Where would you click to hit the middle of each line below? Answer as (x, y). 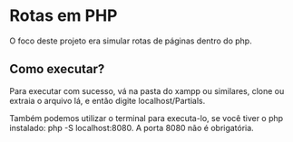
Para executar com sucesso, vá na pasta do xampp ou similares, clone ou (147, 90)
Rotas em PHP (63, 16)
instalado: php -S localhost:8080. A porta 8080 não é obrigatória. (132, 128)
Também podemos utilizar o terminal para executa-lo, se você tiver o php (146, 118)
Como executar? (57, 69)
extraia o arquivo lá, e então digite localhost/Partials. (107, 100)
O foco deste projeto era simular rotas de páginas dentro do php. (131, 41)
